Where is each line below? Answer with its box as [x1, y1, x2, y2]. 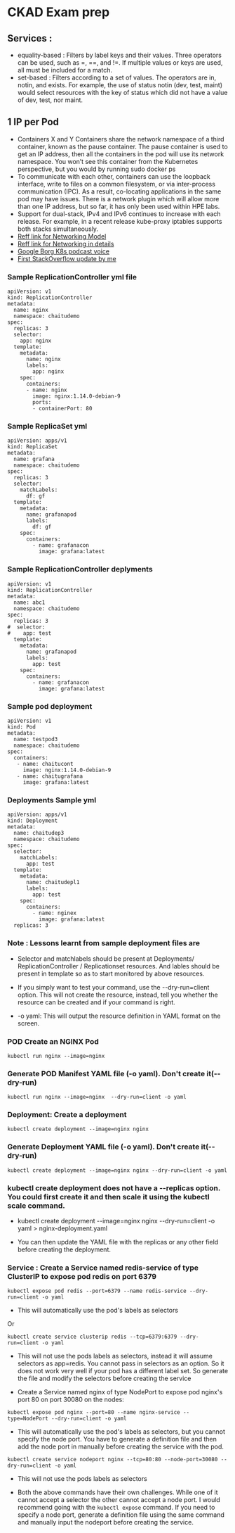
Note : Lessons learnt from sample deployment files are [7, 938, 201, 948]
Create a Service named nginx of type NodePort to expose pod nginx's [17, 1388, 223, 1396]
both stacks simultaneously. [17, 225, 99, 233]
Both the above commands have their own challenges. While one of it [17, 1488, 219, 1496]
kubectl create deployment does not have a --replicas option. [7, 1183, 221, 1193]
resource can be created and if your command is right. [17, 997, 175, 1007]
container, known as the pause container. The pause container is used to [17, 142, 228, 151]
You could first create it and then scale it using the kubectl [7, 1192, 210, 1201]
